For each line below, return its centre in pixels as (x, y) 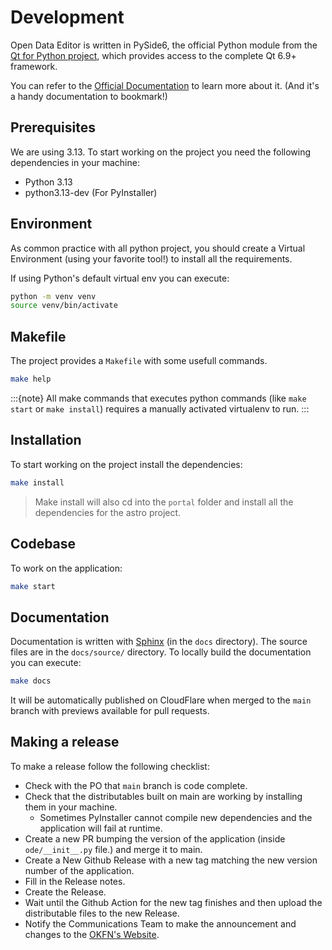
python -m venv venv (53, 296)
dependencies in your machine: (75, 162)
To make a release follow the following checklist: (110, 766)
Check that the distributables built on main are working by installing (163, 796)
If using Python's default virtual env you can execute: (120, 278)
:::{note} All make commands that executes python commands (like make (158, 398)
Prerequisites (53, 127)
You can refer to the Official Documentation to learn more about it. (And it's (165, 85)
